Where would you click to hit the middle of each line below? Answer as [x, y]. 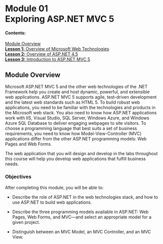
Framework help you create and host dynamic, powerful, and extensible [78, 92]
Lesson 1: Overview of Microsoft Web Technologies [57, 49]
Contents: [15, 33]
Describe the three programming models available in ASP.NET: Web [80, 212]
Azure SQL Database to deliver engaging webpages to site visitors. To [76, 123]
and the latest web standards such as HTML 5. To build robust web [73, 102]
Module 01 [27, 9]
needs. [12, 164]
